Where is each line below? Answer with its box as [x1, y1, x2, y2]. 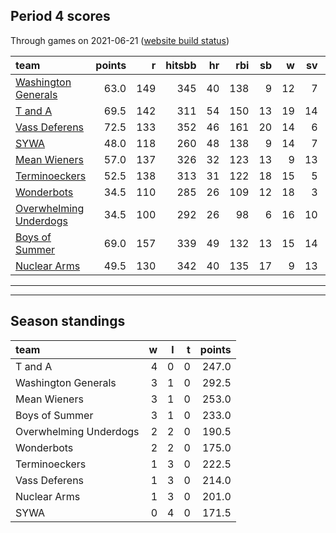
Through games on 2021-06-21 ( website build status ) [10, 34, 230, 46]
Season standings [10, 313, 126, 330]
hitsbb [165, 58, 197, 72]
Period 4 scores [10, 8, 111, 25]
